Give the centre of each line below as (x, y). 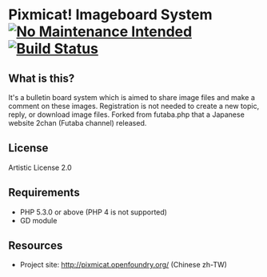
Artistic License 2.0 (40, 167)
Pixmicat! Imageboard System (110, 15)
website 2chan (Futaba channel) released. (78, 123)
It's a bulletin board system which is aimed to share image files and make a (132, 97)
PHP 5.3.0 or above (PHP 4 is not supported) (94, 212)
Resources (36, 246)
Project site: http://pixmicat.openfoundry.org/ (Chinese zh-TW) (124, 265)
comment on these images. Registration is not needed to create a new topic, (134, 106)
